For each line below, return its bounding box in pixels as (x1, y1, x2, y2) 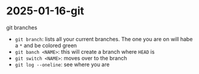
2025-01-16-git (6, 4, 85, 18)
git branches (6, 24, 38, 31)
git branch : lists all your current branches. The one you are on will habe (14, 35, 193, 42)
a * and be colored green (14, 42, 77, 49)
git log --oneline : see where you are (14, 61, 110, 68)
